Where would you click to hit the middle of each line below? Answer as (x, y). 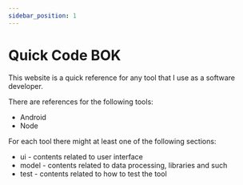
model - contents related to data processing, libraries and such (123, 165)
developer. (26, 86)
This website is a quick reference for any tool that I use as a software (122, 78)
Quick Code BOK (65, 55)
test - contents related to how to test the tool (94, 174)
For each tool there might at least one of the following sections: (112, 141)
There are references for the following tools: (81, 102)
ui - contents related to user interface (82, 156)
